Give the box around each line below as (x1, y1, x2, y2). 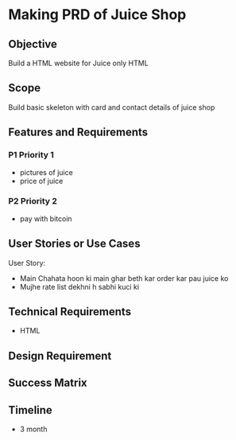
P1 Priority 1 (8, 150, 54, 161)
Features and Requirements (8, 126, 149, 139)
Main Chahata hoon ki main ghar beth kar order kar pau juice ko (19, 273, 229, 283)
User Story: (8, 258, 46, 267)
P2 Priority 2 (8, 196, 58, 207)
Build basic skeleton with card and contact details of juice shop (8, 102, 215, 112)
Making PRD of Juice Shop (8, 6, 187, 24)
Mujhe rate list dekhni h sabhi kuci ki (19, 282, 140, 291)
